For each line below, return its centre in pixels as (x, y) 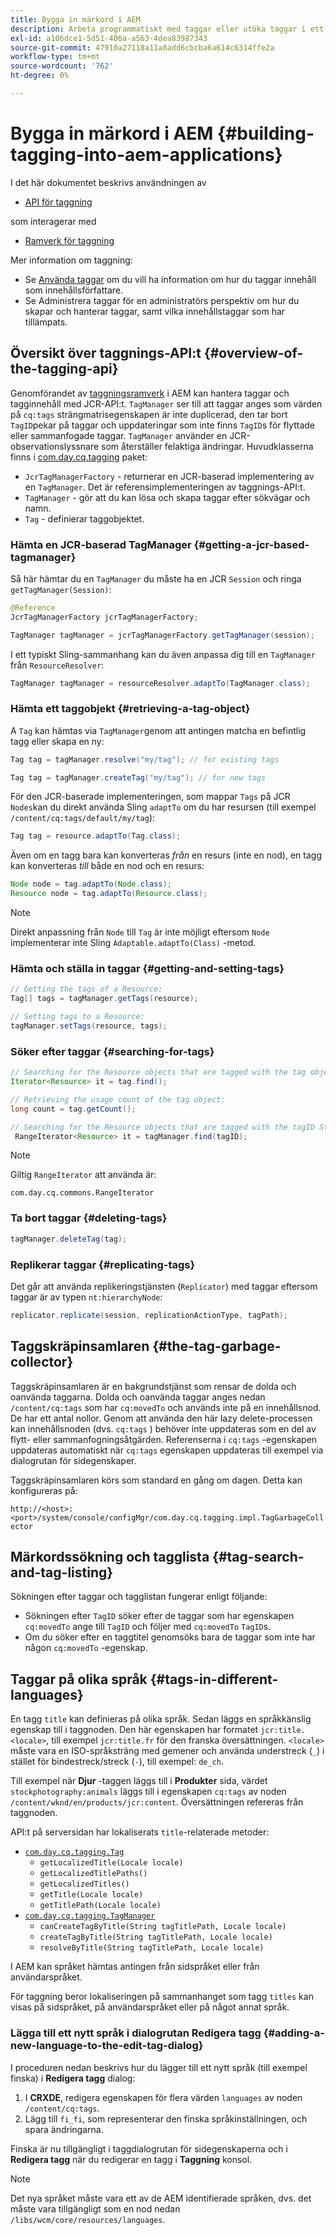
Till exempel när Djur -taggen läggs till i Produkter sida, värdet (139, 1781)
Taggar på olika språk (79, 1679)
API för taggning (58, 202)
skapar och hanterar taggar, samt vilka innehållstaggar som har (155, 311)
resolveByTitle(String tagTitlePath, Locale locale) (152, 1948)
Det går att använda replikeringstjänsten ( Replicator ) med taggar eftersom (164, 1286)
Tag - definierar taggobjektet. (84, 518)
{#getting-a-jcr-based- (251, 544)
